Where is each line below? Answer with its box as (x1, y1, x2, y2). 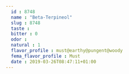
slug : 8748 (11, 20, 41, 26)
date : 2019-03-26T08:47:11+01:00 (11, 58, 96, 64)
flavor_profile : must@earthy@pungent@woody (11, 48, 123, 54)
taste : (11, 25, 30, 32)
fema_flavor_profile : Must (11, 53, 81, 59)
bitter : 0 (11, 31, 38, 37)
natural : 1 (11, 42, 41, 48)
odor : (11, 36, 27, 42)
